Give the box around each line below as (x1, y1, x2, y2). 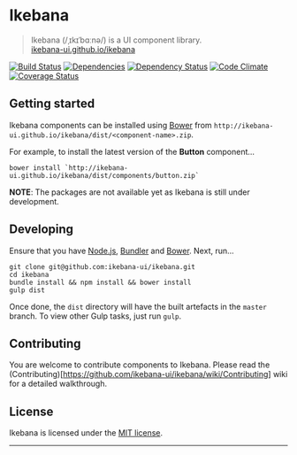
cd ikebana (9, 270, 49, 279)
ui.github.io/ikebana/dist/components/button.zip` (9, 171, 200, 180)
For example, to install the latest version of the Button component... (9, 146, 255, 157)
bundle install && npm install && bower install (9, 278, 192, 287)
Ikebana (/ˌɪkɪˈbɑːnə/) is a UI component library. (30, 35, 202, 45)
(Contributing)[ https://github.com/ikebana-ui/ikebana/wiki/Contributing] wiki (9, 369, 288, 380)
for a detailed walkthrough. (9, 378, 108, 389)
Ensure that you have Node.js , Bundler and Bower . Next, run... (9, 245, 234, 256)
